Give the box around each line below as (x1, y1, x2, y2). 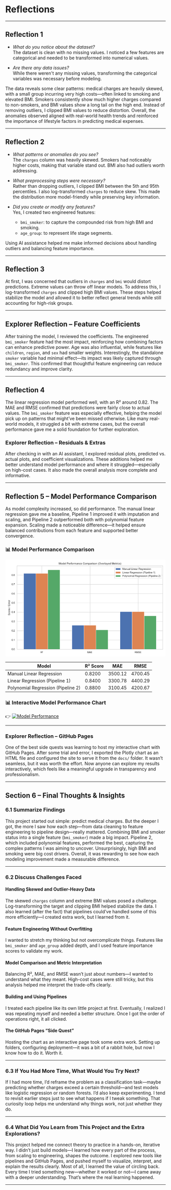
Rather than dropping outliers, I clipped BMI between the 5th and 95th (12, 183, 159, 189)
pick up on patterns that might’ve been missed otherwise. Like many (5, 415, 149, 422)
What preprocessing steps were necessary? (12, 178, 106, 184)
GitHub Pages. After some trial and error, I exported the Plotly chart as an (5, 750, 159, 756)
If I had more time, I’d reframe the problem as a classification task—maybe (5, 1079, 161, 1085)
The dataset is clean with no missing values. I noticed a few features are (12, 49, 164, 55)
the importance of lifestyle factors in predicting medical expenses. (5, 118, 145, 124)
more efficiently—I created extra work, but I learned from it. (5, 914, 130, 920)
